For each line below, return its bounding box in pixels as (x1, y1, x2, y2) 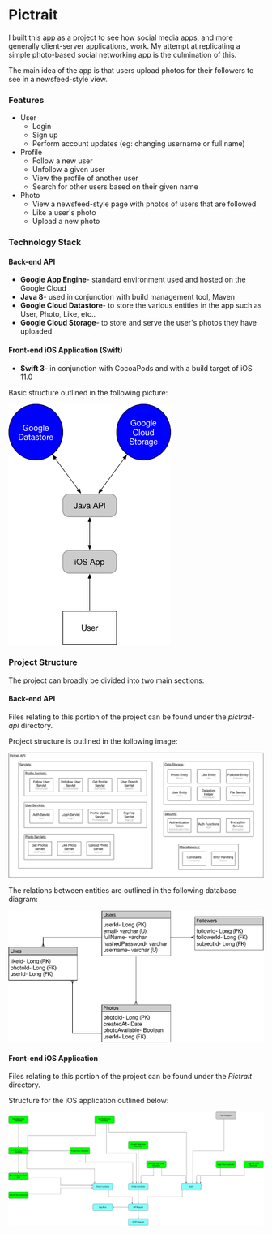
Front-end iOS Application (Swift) (8, 345, 123, 355)
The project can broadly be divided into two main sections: (8, 675, 205, 685)
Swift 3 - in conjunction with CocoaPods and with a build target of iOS (19, 363, 253, 373)
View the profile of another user (32, 173, 139, 183)
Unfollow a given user (32, 165, 105, 175)
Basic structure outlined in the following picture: (8, 387, 168, 397)
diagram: (8, 895, 38, 904)
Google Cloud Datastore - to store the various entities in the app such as (19, 300, 262, 310)
